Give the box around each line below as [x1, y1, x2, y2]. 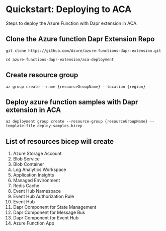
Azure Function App [13, 220, 55, 226]
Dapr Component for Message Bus [13, 209, 85, 215]
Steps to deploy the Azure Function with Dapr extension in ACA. [6, 20, 138, 26]
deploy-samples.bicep [37, 124, 82, 129]
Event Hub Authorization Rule [13, 193, 74, 200]
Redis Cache [13, 183, 40, 189]
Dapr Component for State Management [13, 204, 97, 210]
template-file [6, 124, 36, 129]
